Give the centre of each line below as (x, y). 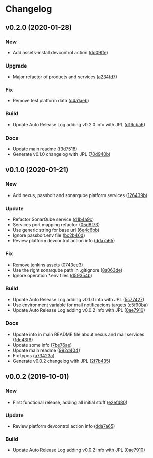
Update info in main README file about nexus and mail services (79, 334)
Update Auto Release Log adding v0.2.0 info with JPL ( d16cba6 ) (79, 124)
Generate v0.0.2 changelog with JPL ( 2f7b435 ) (61, 361)
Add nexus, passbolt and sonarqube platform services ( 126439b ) (80, 195)
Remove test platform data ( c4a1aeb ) (51, 101)
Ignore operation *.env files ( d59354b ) (52, 276)
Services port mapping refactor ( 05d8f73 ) (56, 225)
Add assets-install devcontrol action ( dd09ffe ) (60, 52)
